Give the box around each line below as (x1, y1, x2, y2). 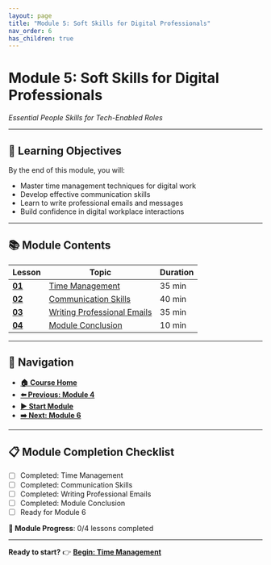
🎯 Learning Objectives (8, 144, 123, 157)
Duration (160, 266, 194, 278)
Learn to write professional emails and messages (19, 199, 184, 207)
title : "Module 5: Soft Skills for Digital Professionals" (8, 19, 211, 27)
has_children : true (8, 34, 74, 43)
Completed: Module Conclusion (19, 498, 126, 508)
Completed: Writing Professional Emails (19, 489, 152, 499)
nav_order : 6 (8, 27, 52, 35)
